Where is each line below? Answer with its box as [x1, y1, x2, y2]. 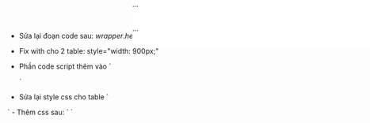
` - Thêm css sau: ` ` [7, 107, 73, 117]
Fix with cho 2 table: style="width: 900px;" [18, 47, 159, 55]
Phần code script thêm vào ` [18, 61, 112, 71]
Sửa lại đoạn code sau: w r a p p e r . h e [18, 32, 134, 40]
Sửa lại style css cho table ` [18, 92, 109, 102]
